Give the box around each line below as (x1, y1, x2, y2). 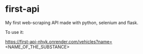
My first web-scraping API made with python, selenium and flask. (5, 20, 139, 26)
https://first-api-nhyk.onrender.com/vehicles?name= (5, 38, 113, 45)
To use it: (5, 29, 24, 35)
